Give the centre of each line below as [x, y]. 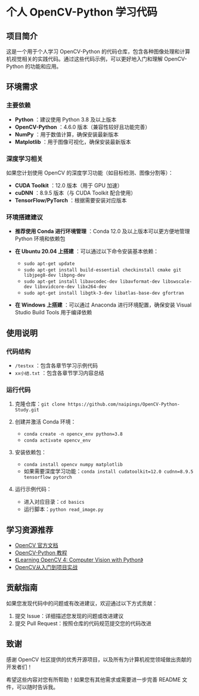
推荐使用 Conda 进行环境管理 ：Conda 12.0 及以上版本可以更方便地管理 [102, 231]
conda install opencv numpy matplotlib [73, 465]
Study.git [27, 410]
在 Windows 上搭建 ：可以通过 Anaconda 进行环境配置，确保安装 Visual [103, 305]
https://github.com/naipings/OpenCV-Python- [124, 405]
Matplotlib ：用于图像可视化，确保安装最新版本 [73, 142]
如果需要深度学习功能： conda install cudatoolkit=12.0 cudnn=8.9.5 [108, 472]
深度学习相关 [25, 158]
